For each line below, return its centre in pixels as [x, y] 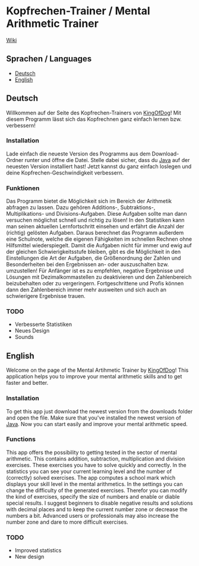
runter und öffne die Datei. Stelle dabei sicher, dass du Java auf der [107, 160]
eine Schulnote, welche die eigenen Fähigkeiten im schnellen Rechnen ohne [99, 239]
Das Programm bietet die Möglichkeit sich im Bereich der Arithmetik [89, 201]
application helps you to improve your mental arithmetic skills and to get [94, 377]
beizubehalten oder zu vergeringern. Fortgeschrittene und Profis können [95, 284]
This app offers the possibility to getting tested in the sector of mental [91, 452]
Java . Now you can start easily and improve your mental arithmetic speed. [97, 424]
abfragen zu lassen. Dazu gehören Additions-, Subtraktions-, [81, 207]
